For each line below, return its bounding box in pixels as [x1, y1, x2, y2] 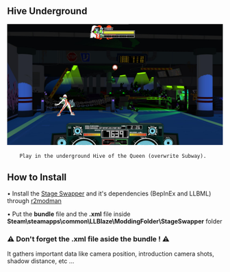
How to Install [7, 171, 67, 183]
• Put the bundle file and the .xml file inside [7, 210, 131, 218]
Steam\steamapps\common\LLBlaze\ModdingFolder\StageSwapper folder [7, 217, 222, 226]
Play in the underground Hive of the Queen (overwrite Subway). [19, 153, 207, 160]
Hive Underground [7, 5, 88, 17]
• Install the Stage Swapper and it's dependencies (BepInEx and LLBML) [7, 189, 212, 198]
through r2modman [7, 197, 62, 205]
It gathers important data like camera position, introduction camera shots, [7, 249, 214, 258]
